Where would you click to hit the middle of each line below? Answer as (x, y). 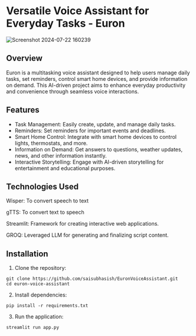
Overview (24, 58)
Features (23, 110)
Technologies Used (42, 186)
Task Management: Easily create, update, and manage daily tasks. (95, 124)
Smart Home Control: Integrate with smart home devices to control (96, 136)
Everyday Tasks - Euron (66, 23)
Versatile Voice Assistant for (78, 11)
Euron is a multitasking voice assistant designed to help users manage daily (98, 73)
